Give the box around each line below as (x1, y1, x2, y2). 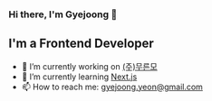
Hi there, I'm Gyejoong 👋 (8, 8, 118, 21)
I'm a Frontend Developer (8, 36, 155, 51)
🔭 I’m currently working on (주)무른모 (21, 60, 158, 71)
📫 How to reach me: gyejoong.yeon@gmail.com (21, 81, 203, 92)
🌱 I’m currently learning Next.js (21, 71, 138, 82)
